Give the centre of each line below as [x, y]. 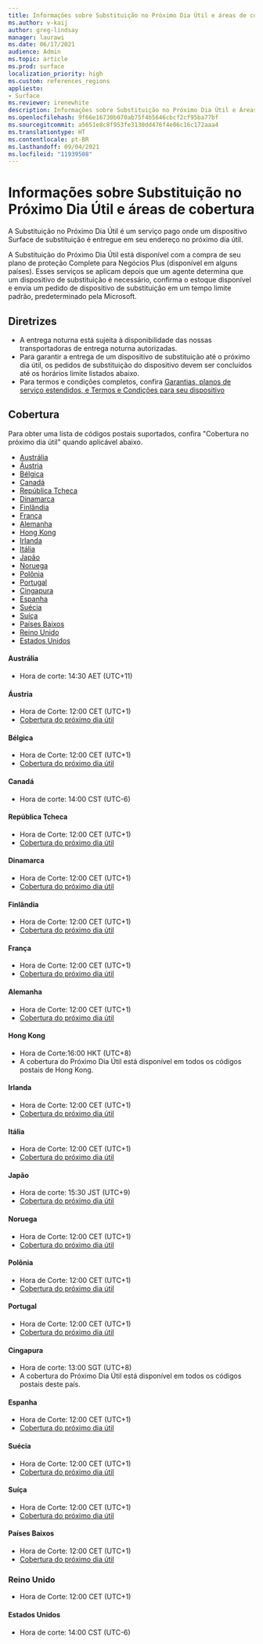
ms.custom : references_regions [59, 81]
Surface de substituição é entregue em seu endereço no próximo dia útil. [126, 239]
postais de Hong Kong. [56, 1070]
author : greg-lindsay [43, 30]
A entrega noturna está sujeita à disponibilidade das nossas [116, 340]
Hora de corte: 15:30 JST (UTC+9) [75, 1193]
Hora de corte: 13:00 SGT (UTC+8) [76, 1368]
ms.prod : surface [36, 67]
